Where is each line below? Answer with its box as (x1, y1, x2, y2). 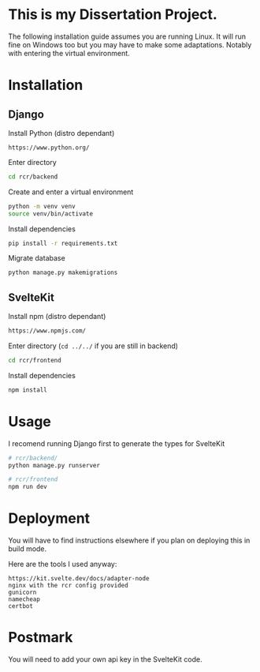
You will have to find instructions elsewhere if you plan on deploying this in (8, 535, 251, 546)
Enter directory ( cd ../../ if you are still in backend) (8, 341, 179, 351)
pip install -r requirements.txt (8, 239, 118, 247)
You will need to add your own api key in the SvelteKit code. (8, 655, 202, 664)
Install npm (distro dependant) (8, 312, 106, 321)
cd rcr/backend (8, 172, 58, 181)
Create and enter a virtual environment (8, 187, 134, 197)
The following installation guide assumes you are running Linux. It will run (8, 32, 247, 41)
